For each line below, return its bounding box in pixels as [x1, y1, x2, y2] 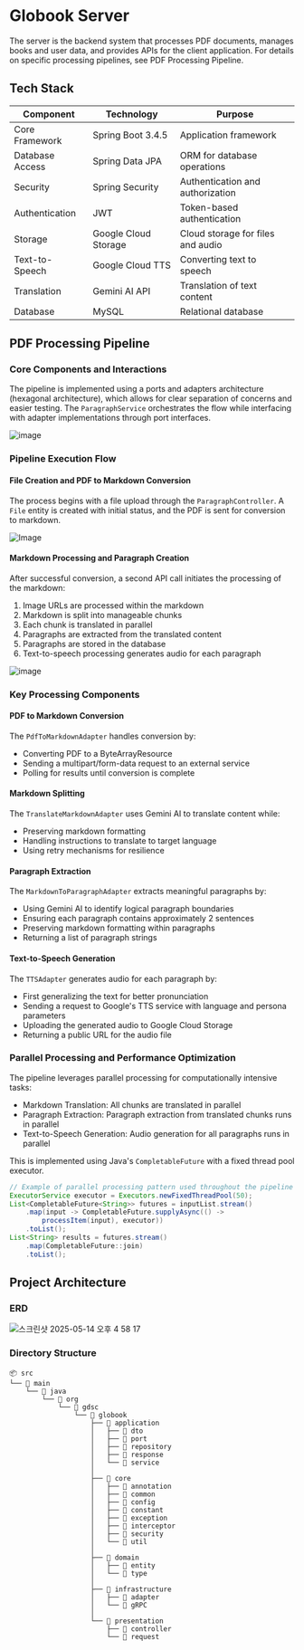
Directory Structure [9, 1347, 97, 1359]
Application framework [179, 129, 278, 141]
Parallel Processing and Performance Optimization [9, 1052, 237, 1064]
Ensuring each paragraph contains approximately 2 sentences [22, 913, 255, 924]
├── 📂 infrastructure [90, 1585, 172, 1594]
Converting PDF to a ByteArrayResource [22, 748, 173, 758]
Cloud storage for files [179, 227, 275, 240]
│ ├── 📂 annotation [90, 1482, 172, 1491]
